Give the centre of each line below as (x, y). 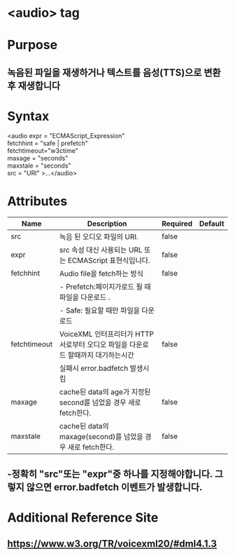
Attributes (37, 201)
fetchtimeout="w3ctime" (43, 150)
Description (107, 224)
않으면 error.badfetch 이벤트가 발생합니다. (114, 488)
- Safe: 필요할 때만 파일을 (99, 310)
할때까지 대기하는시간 (101, 355)
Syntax (28, 116)
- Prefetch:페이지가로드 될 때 (105, 287)
